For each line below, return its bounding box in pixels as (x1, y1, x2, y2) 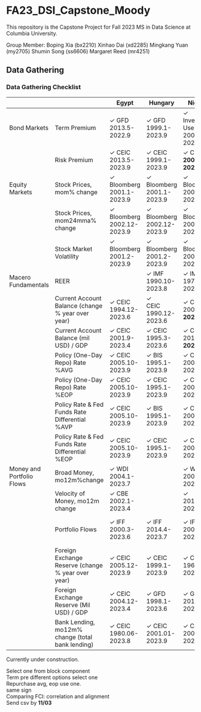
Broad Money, (54, 468, 95, 476)
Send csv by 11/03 (6, 699, 52, 706)
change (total (54, 632, 93, 641)
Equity (9, 180, 28, 188)
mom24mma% (54, 216, 97, 224)
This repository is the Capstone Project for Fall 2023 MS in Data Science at (6, 23, 191, 31)
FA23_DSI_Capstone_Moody (6, 4, 151, 17)
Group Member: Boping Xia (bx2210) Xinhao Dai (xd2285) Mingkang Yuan (6, 41, 188, 48)
